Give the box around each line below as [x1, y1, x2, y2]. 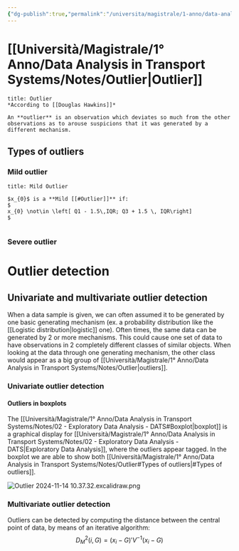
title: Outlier [7, 95, 53, 102]
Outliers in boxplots [7, 398, 67, 407]
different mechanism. [7, 126, 72, 133]
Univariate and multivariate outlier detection [7, 292, 208, 304]
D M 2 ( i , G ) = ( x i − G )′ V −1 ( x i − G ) [75, 534, 164, 546]
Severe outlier [7, 237, 57, 247]
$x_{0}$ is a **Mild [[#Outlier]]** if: [7, 195, 129, 203]
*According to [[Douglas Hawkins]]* [7, 101, 116, 108]
